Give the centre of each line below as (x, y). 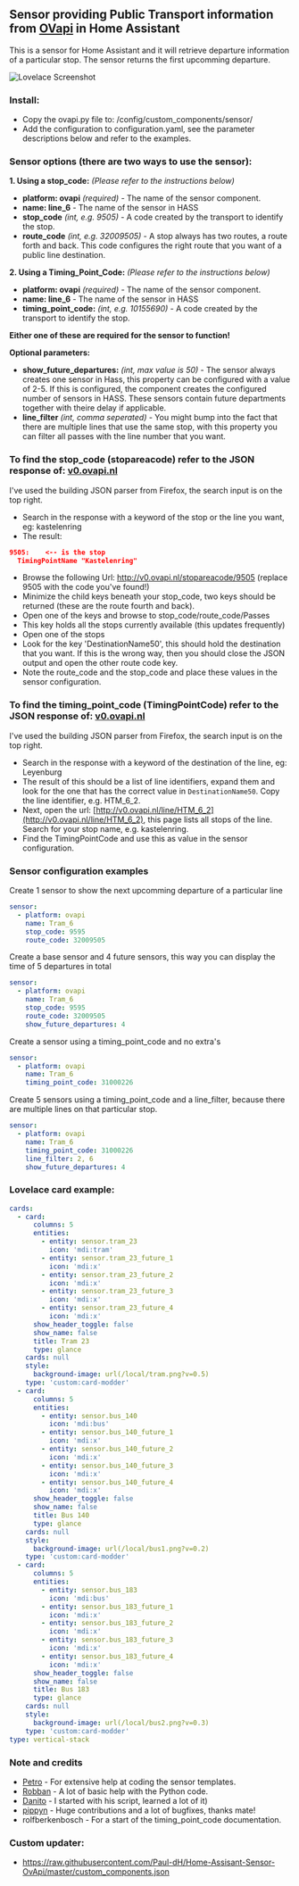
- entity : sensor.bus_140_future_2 (108, 1450)
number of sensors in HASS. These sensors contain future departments (154, 399)
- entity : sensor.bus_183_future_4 (108, 1656)
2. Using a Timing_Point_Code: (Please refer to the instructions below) (140, 272)
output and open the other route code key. (100, 663)
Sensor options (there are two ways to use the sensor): (131, 162)
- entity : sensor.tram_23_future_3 (108, 1292)
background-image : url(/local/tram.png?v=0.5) (121, 1375)
